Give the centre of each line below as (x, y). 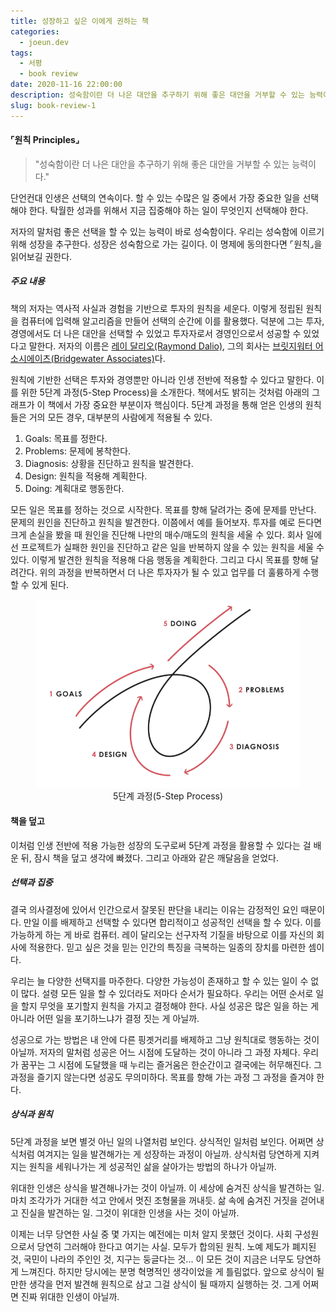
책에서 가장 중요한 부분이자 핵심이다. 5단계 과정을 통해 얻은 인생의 (175, 404)
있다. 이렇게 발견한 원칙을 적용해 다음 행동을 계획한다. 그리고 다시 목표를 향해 (159, 559)
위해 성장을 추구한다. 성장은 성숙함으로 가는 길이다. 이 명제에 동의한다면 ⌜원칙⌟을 (166, 244)
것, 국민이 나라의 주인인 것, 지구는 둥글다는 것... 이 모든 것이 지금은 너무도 (152, 1259)
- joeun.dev (44, 42)
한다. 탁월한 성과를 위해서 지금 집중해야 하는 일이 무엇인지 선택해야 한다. (168, 210)
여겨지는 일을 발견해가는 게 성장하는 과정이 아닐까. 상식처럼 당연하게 (169, 1154)
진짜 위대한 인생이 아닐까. (70, 1296)
